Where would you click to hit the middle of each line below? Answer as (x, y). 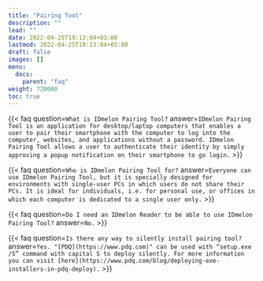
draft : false (30, 52)
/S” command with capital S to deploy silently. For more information (126, 254)
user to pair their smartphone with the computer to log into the (119, 133)
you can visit (31, 261)
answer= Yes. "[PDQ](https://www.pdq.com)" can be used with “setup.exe (130, 246)
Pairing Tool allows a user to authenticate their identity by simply (126, 147)
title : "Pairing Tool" (45, 15)
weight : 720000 (33, 89)
